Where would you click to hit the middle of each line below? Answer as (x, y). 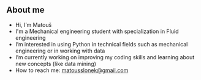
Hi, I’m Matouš (33, 24)
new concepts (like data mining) (56, 64)
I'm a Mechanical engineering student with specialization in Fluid (97, 31)
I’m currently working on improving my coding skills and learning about (105, 57)
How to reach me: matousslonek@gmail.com (72, 70)
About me (25, 10)
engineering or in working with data (60, 51)
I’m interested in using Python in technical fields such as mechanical (101, 44)
